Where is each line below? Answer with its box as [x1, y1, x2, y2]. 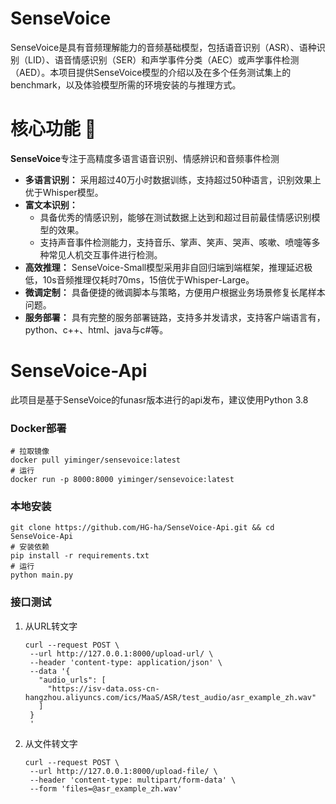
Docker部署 [10, 421, 67, 435]
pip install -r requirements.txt [10, 551, 150, 561]
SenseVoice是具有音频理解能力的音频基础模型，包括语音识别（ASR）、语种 [10, 41, 317, 53]
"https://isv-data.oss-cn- [47, 683, 160, 694]
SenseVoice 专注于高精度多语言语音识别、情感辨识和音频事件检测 [10, 152, 280, 164]
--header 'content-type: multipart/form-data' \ [29, 775, 237, 785]
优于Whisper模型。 [24, 186, 104, 198]
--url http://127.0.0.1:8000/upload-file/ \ [29, 766, 218, 776]
